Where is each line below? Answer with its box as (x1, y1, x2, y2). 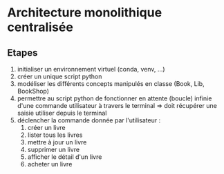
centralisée (7, 19, 74, 35)
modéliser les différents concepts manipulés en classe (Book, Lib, (17, 80, 205, 87)
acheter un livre (27, 160, 73, 168)
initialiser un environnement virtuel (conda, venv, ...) (17, 65, 165, 73)
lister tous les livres (27, 131, 83, 139)
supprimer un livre (27, 146, 80, 153)
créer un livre (27, 124, 66, 131)
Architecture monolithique (7, 5, 162, 21)
